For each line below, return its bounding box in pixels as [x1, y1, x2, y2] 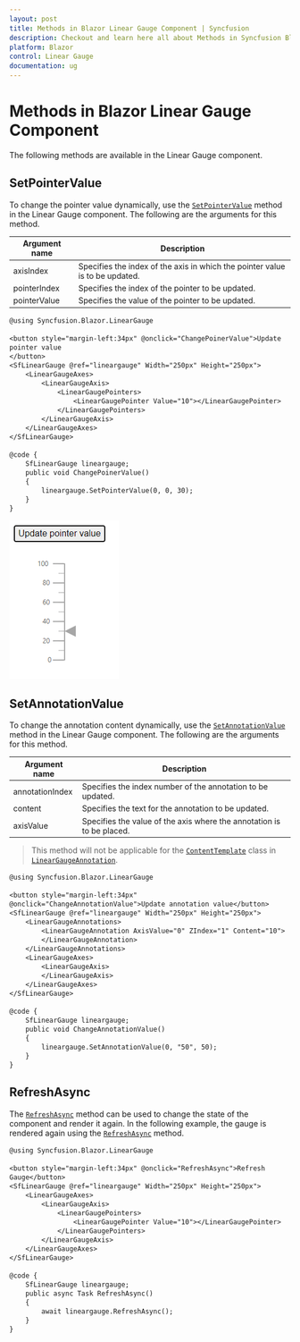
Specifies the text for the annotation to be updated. [81, 803, 270, 814]
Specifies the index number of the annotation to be [81, 781, 269, 792]
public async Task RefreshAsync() [25, 1288, 154, 1298]
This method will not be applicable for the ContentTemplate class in [30, 845, 277, 856]
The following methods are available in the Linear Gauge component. [9, 149, 263, 160]
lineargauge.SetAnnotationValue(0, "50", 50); [41, 1042, 218, 1052]
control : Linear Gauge [9, 52, 94, 62]
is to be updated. [78, 270, 140, 281]
